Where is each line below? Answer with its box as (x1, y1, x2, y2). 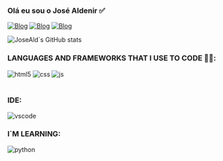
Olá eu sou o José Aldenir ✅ (7, 6, 105, 16)
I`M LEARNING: (7, 129, 61, 139)
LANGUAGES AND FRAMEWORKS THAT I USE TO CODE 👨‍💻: (7, 53, 217, 63)
